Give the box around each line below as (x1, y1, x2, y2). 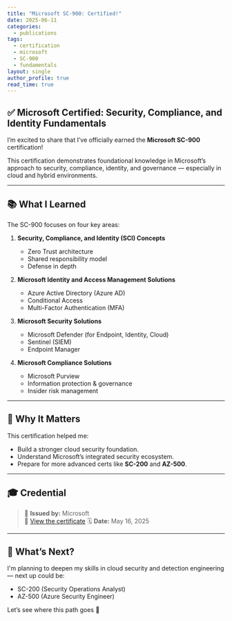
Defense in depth (27, 262, 77, 270)
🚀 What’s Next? (7, 546, 75, 557)
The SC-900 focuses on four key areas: (7, 220, 120, 228)
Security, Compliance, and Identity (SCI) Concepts (17, 233, 166, 242)
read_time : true (7, 81, 54, 88)
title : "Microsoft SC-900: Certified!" (7, 10, 122, 17)
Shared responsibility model (27, 254, 108, 263)
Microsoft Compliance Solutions (17, 358, 112, 367)
